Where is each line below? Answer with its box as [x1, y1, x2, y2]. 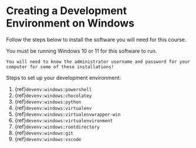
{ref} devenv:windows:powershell [14, 85, 92, 92]
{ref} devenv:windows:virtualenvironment [14, 116, 113, 124]
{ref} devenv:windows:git [14, 129, 73, 136]
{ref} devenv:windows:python [14, 98, 82, 105]
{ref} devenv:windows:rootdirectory [14, 123, 100, 130]
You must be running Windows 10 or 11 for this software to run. [6, 47, 157, 54]
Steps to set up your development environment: [6, 74, 121, 81]
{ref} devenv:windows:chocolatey [14, 92, 92, 99]
